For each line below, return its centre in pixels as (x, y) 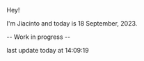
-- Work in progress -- (39, 37)
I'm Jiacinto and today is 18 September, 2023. (72, 23)
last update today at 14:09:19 (48, 50)
